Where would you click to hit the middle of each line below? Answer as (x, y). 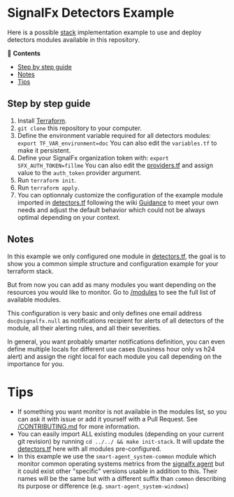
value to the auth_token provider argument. (79, 172)
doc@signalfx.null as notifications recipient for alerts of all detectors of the (116, 321)
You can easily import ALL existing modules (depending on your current (121, 434)
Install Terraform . (42, 120)
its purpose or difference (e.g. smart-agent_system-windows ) (103, 486)
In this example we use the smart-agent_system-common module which (117, 456)
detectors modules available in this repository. (73, 39)
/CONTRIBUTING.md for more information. (79, 426)
